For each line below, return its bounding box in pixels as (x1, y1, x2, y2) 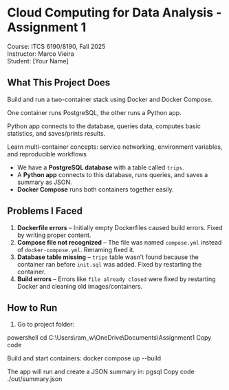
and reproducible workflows (7, 150, 87, 158)
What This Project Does (7, 77, 111, 89)
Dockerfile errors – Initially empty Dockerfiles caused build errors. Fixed (17, 223, 223, 232)
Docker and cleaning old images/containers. (17, 282, 143, 290)
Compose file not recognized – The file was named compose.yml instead (17, 238, 222, 246)
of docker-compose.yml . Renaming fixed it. (17, 245, 135, 254)
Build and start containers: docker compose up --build (7, 354, 162, 362)
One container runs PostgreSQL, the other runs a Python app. (7, 108, 182, 116)
